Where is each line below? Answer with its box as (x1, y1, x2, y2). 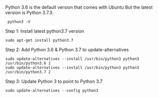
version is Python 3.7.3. (5, 10, 54, 16)
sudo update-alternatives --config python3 (5, 88, 99, 93)
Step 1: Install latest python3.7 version (5, 28, 85, 34)
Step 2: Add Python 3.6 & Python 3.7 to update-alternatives (5, 47, 129, 52)
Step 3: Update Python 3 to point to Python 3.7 (5, 78, 103, 84)
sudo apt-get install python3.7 (5, 38, 73, 43)
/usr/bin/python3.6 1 (5, 61, 51, 66)
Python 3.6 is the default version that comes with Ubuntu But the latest (5, 5, 153, 10)
